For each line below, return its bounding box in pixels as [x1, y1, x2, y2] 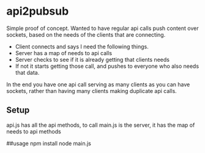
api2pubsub [6, 4, 69, 18]
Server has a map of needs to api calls [15, 49, 113, 56]
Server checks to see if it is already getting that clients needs [15, 56, 170, 63]
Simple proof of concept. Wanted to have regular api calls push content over [6, 24, 199, 32]
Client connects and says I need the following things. [15, 43, 149, 50]
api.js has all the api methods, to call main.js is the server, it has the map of [6, 121, 195, 129]
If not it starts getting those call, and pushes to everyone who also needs [15, 62, 199, 70]
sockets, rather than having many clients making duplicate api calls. [6, 87, 177, 94]
